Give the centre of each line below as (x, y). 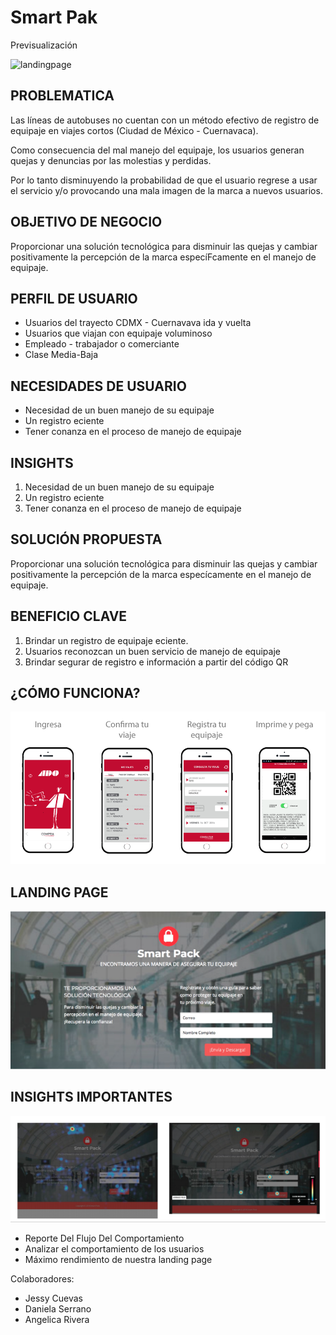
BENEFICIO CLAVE (69, 616)
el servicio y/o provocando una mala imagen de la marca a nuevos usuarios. (166, 190)
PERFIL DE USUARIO (74, 298)
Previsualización (44, 45)
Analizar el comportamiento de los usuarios (114, 1248)
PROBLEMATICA (62, 96)
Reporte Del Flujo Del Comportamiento (104, 1238)
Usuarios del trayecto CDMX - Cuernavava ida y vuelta (138, 323)
